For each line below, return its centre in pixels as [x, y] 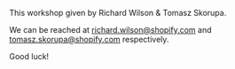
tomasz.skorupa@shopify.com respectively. [89, 39]
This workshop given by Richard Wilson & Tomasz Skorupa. [118, 13]
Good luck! [29, 56]
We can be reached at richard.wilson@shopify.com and [110, 30]
